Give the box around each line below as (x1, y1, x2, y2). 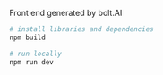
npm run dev (9, 57, 54, 66)
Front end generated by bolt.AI (9, 8, 123, 18)
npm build (9, 33, 47, 42)
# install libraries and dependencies (9, 25, 154, 34)
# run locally (9, 49, 63, 58)
